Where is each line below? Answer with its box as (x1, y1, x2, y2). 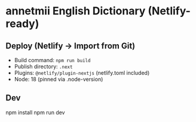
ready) (5, 17, 39, 30)
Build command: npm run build (14, 57, 91, 63)
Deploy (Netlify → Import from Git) (5, 41, 136, 51)
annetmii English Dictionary (5, 4, 146, 18)
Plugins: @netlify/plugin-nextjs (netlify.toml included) (14, 69, 150, 76)
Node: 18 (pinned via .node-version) (14, 76, 103, 83)
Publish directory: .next (14, 63, 73, 70)
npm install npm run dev (5, 109, 65, 116)
